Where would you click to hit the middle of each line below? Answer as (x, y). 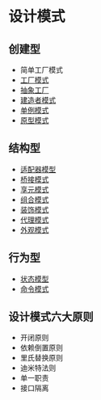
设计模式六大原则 (51, 317)
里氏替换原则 (41, 358)
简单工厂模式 (41, 70)
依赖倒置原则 (41, 347)
